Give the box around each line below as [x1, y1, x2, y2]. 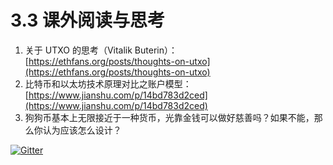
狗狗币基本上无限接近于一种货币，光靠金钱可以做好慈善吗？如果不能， [24, 111, 315, 123]
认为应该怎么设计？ [42, 124, 122, 136]
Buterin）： [134, 44, 178, 56]
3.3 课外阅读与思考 [10, 9, 165, 32]
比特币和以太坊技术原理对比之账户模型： [24, 77, 192, 90]
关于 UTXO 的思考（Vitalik [24, 44, 133, 56]
